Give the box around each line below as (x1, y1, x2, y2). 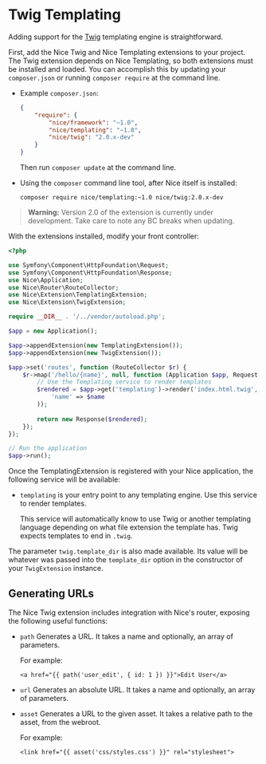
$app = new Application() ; (8, 327, 98, 336)
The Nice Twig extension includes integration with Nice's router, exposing (8, 608, 250, 617)
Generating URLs (8, 586, 94, 600)
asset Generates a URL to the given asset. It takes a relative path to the (19, 709, 253, 719)
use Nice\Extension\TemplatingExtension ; (8, 291, 148, 299)
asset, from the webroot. (19, 718, 101, 727)
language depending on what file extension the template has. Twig (19, 522, 239, 532)
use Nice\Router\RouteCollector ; (8, 283, 119, 292)
